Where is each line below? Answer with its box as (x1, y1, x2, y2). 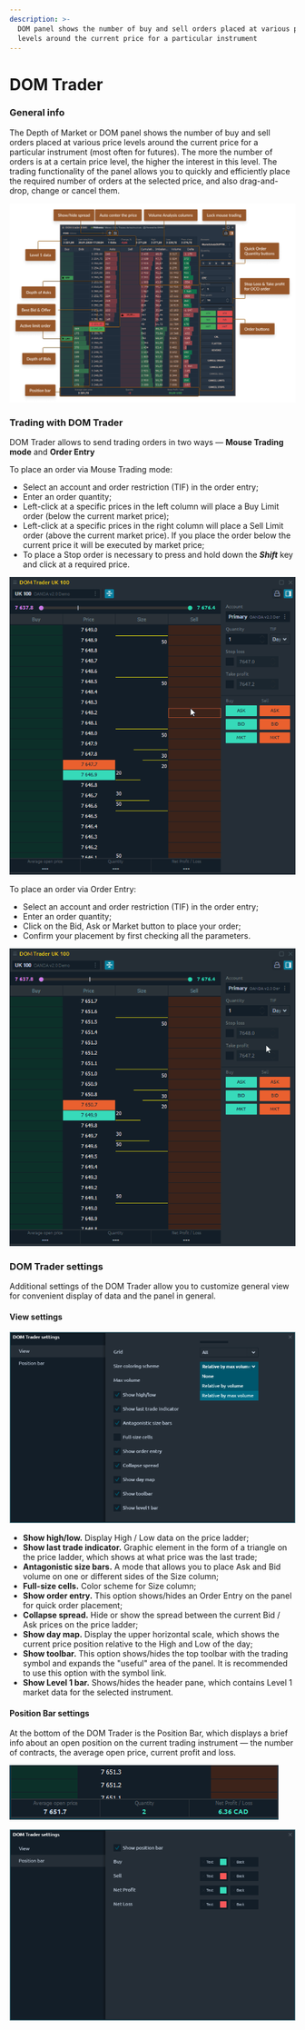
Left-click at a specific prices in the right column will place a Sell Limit (22, 521, 284, 532)
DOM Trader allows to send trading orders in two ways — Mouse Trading (9, 437, 284, 448)
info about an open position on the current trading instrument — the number (9, 1737, 294, 1748)
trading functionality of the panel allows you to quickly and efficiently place (9, 165, 290, 176)
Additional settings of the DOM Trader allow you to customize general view (9, 1280, 290, 1291)
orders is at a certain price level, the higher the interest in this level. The (9, 155, 278, 167)
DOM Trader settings (9, 1259, 103, 1272)
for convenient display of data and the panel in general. (9, 1290, 216, 1301)
